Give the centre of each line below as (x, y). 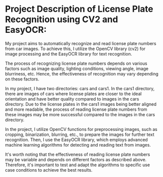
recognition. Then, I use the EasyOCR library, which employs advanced (76, 139)
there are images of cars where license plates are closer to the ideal (73, 94)
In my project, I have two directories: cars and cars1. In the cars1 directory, (80, 88)
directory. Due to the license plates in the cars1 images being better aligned (81, 104)
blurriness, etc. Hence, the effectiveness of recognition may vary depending (82, 74)
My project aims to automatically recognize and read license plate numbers (81, 43)
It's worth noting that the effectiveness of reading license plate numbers (78, 154)
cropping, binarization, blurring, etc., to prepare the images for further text (80, 134)
